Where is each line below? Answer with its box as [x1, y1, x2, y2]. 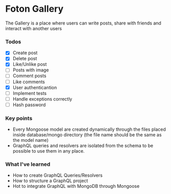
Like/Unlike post [12, 61, 47, 67]
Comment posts [12, 72, 47, 79]
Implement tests [12, 90, 47, 96]
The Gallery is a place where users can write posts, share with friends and [5, 20, 162, 26]
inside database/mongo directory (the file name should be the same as [12, 132, 162, 138]
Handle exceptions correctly [12, 95, 72, 102]
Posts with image [12, 67, 50, 73]
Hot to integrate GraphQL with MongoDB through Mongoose [12, 183, 140, 189]
